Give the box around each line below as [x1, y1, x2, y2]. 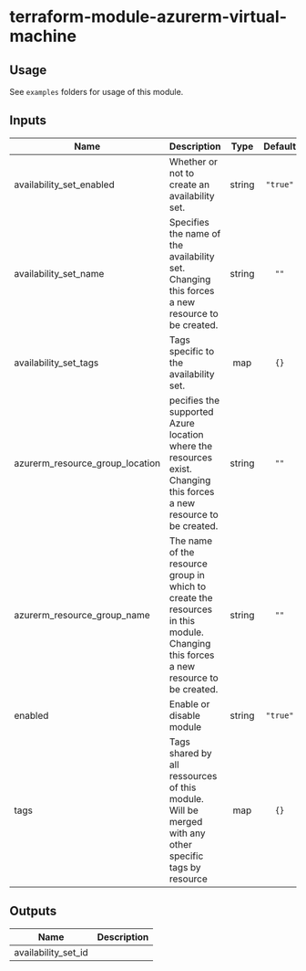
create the [168, 591, 213, 604]
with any [168, 827, 206, 839]
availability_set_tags [14, 356, 99, 369]
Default [263, 140, 297, 153]
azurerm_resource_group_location [14, 457, 161, 470]
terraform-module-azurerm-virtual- [9, 6, 288, 27]
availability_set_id [14, 945, 88, 958]
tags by [168, 860, 202, 873]
